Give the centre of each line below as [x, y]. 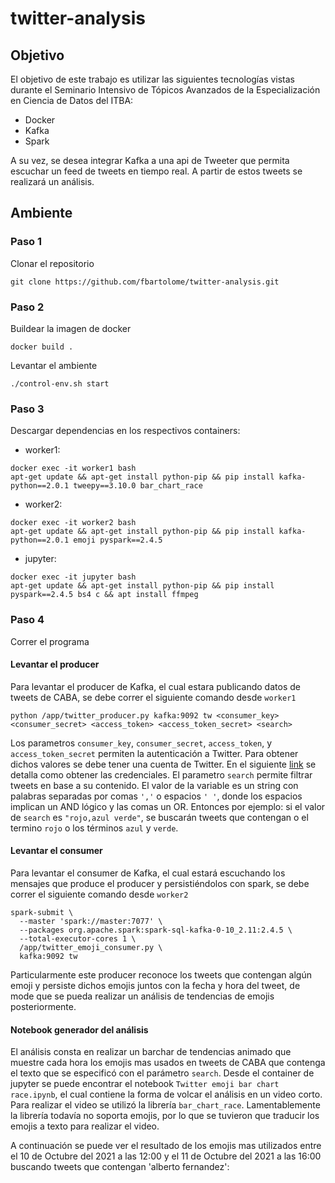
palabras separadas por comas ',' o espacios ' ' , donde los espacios [156, 796]
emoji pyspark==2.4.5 [118, 540]
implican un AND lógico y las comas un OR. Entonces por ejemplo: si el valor [168, 806]
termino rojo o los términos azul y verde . [94, 828]
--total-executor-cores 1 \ [78, 938]
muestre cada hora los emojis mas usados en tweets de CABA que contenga [168, 1063]
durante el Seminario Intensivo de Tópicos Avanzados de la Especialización [165, 90]
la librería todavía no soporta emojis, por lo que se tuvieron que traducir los [165, 1116]
